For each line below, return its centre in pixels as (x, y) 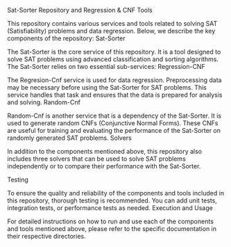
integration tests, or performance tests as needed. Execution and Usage (110, 208)
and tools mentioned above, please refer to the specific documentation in (112, 229)
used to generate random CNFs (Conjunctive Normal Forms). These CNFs (113, 123)
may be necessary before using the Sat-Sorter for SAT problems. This (107, 87)
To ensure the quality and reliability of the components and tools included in (115, 193)
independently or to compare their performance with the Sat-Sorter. (104, 166)
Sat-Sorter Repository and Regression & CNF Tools (80, 10)
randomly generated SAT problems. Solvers (69, 138)
